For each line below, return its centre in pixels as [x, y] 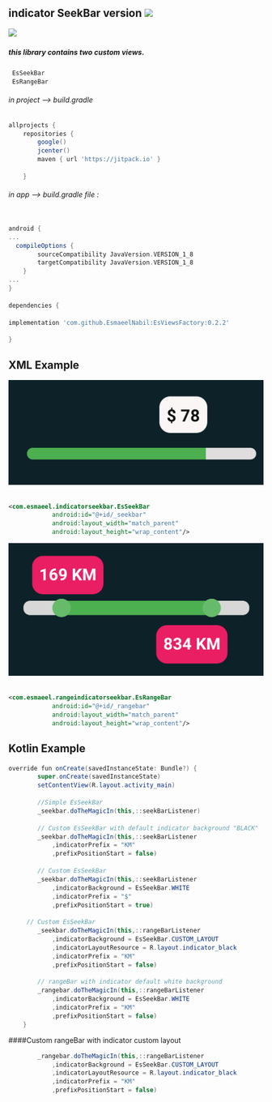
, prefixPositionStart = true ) [102, 905]
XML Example [44, 365]
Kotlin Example [47, 749]
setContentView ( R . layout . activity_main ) [106, 785]
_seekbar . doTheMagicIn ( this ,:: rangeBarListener [119, 931]
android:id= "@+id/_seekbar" [99, 515]
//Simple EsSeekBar [70, 803]
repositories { [49, 134]
